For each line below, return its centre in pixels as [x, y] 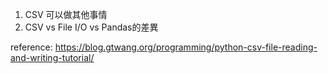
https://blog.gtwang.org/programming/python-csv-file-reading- [186, 47]
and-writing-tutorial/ [52, 57]
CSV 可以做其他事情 [66, 14]
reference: [31, 47]
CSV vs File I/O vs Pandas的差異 [91, 27]
